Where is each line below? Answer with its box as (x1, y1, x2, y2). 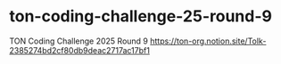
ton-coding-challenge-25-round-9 (9, 6, 272, 27)
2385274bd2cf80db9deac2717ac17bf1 (9, 44, 150, 55)
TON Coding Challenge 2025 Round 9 (9, 36, 149, 46)
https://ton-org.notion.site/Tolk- (150, 36, 267, 46)
